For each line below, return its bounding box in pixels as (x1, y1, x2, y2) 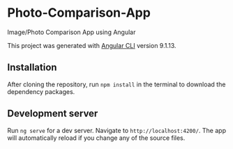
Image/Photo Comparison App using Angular (7, 28, 136, 36)
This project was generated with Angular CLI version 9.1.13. (7, 41, 176, 49)
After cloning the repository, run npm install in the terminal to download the (7, 80, 226, 88)
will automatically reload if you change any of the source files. (7, 134, 186, 142)
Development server (7, 108, 98, 120)
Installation (7, 61, 57, 74)
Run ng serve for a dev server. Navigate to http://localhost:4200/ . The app (7, 126, 227, 134)
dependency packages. (7, 87, 75, 95)
